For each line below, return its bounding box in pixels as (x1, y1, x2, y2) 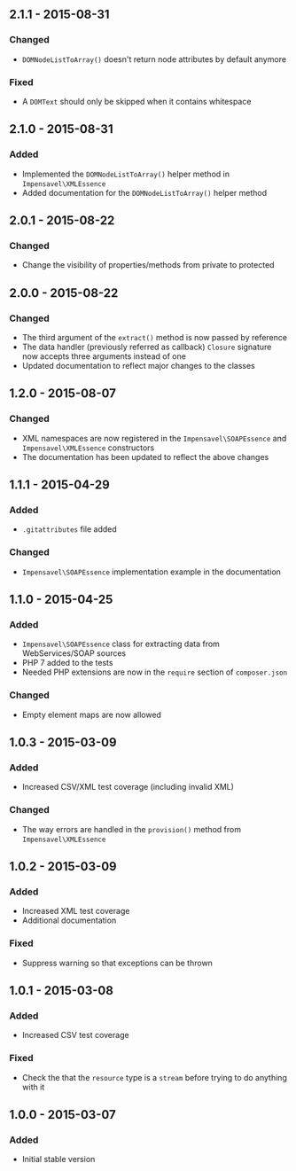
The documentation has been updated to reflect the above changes (21, 451, 269, 462)
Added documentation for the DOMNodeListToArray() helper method (21, 187, 268, 198)
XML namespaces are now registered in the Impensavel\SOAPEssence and (21, 433, 287, 443)
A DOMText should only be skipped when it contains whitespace (21, 96, 252, 106)
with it (21, 1081, 45, 1092)
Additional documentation (21, 915, 117, 925)
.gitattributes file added (21, 524, 117, 535)
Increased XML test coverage (21, 906, 130, 917)
